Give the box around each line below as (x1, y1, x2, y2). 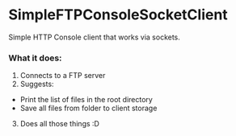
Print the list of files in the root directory (19, 95, 154, 105)
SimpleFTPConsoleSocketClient (8, 6, 228, 24)
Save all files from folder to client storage (19, 103, 158, 113)
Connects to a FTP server (19, 71, 106, 80)
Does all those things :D (19, 119, 99, 129)
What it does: (8, 52, 62, 64)
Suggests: (19, 79, 54, 89)
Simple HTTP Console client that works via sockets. (8, 32, 180, 42)
